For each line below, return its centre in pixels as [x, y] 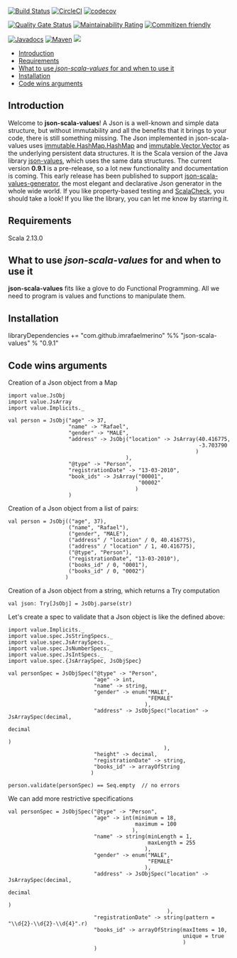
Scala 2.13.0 [26, 238]
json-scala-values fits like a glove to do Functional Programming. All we [114, 289]
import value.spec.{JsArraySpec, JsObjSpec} [75, 661]
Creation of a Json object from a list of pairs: [73, 509]
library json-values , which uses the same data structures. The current [110, 161]
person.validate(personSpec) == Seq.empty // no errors [94, 786]
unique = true [203, 936]
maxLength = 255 [172, 843]
